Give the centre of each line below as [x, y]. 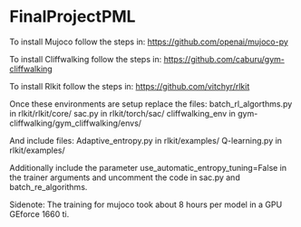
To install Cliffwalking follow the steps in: [86, 59]
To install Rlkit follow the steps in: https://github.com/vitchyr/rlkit [130, 86]
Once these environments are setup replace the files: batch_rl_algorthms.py [151, 104]
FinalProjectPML [73, 17]
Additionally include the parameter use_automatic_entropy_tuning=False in [148, 167]
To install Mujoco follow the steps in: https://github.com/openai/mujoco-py [149, 42]
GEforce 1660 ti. [39, 213]
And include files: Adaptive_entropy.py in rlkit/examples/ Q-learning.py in [146, 140]
